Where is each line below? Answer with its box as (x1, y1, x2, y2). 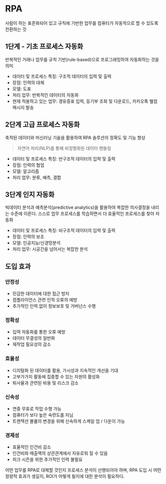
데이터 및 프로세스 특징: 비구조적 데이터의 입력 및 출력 (12, 228, 115, 234)
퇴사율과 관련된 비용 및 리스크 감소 (12, 379, 79, 386)
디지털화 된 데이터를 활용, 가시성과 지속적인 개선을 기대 (12, 367, 118, 373)
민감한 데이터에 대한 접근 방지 (12, 291, 69, 297)
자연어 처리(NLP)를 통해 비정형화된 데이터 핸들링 (17, 145, 111, 151)
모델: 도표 (12, 86, 31, 92)
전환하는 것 (5, 26, 27, 32)
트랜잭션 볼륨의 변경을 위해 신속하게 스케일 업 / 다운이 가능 (12, 418, 125, 424)
